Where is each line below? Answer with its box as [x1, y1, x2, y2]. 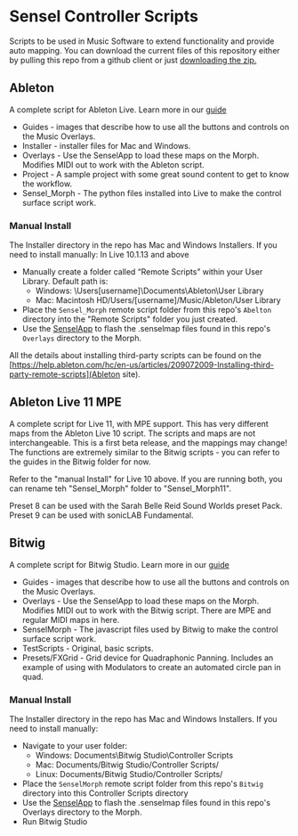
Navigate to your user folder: [21, 740, 128, 750]
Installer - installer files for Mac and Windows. [21, 140, 191, 151]
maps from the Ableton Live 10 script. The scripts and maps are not [9, 428, 256, 438]
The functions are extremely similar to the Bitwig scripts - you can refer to [9, 447, 280, 457]
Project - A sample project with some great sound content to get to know [21, 168, 290, 179]
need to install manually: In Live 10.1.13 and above [9, 250, 189, 260]
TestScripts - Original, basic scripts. [21, 643, 154, 653]
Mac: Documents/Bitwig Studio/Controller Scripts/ [35, 759, 220, 770]
